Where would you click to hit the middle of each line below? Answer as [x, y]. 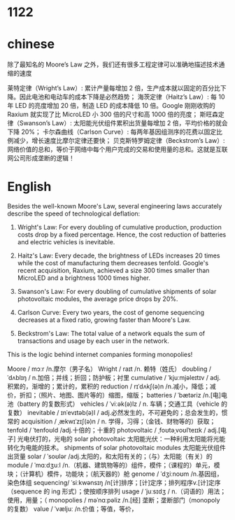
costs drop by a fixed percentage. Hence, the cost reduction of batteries [122, 234]
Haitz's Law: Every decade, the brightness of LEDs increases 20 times [119, 255]
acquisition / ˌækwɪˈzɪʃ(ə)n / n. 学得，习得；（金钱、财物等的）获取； [118, 421]
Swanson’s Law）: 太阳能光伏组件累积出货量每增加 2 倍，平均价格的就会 [123, 123]
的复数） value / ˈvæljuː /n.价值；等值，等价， [72, 509]
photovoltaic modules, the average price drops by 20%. [98, 299]
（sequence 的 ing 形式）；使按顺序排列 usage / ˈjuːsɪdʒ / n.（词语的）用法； [116, 491]
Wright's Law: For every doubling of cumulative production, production [119, 227]
